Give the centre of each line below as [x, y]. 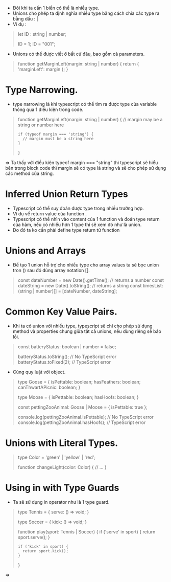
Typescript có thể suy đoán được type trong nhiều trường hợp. [78, 208]
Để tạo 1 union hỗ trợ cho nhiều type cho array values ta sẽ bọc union [86, 265]
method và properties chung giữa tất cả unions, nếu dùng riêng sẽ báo [87, 331]
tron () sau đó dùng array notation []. [51, 270]
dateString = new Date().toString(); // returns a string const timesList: [90, 285]
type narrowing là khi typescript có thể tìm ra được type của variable [85, 104]
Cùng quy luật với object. [39, 372]
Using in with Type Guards [62, 488]
